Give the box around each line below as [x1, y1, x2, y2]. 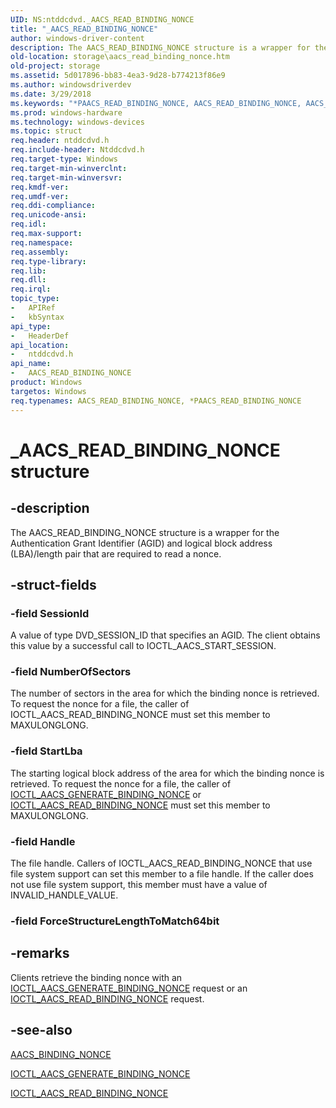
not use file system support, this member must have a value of [10, 879, 268, 891]
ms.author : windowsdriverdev [10, 80, 132, 90]
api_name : [10, 359, 52, 369]
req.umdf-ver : [10, 191, 70, 201]
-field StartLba [10, 744, 83, 758]
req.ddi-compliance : [10, 201, 97, 211]
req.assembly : [10, 247, 70, 257]
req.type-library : [10, 256, 87, 266]
